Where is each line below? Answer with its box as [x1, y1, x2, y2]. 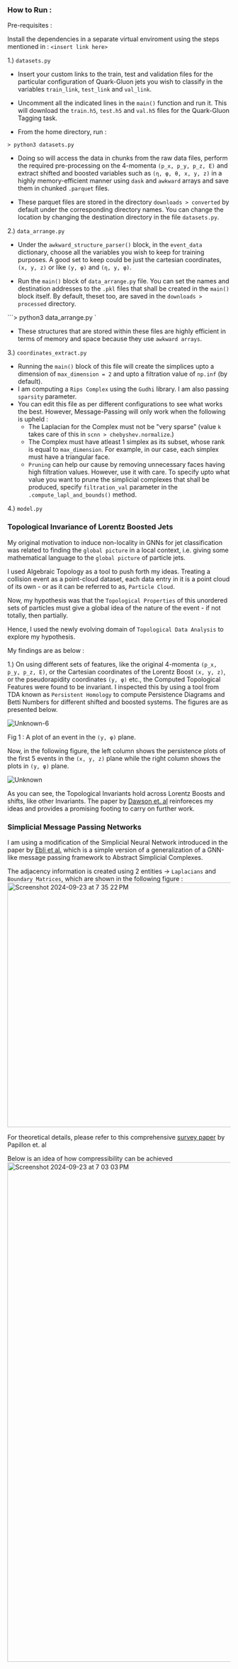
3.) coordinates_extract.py [7, 348, 87, 357]
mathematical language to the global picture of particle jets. [7, 553, 186, 562]
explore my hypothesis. [7, 632, 76, 641]
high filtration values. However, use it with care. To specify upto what [28, 468, 230, 477]
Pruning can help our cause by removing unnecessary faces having [28, 460, 225, 469]
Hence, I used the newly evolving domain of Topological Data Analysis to [7, 625, 225, 633]
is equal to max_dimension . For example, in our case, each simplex [28, 445, 220, 454]
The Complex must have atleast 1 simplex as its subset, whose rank [28, 438, 225, 446]
